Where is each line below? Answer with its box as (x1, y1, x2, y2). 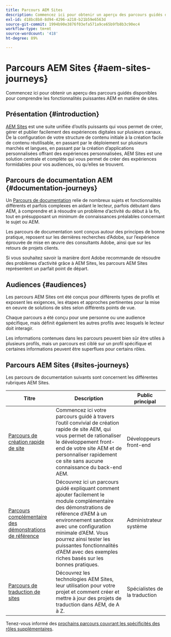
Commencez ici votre (55, 407, 107, 414)
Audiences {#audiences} (6, 280, 87, 289)
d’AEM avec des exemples (55, 549, 118, 556)
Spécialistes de (126, 585, 163, 592)
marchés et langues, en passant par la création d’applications (6, 145, 134, 151)
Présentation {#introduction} (6, 110, 99, 118)
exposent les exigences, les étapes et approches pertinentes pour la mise (6, 299, 160, 306)
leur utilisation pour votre (55, 582, 116, 589)
